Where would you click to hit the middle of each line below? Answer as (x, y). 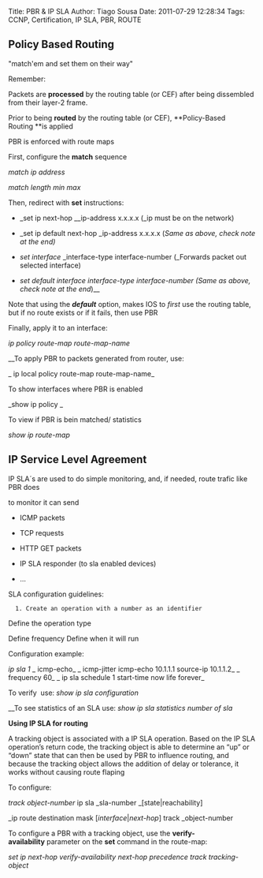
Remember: (27, 79)
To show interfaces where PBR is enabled (76, 389)
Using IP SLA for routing (48, 723)
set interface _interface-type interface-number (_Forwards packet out (133, 256)
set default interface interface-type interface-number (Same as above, (135, 280)
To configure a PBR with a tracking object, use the (89, 833)
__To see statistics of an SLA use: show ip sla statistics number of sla (120, 708)
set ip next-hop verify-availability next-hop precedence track (107, 857)
